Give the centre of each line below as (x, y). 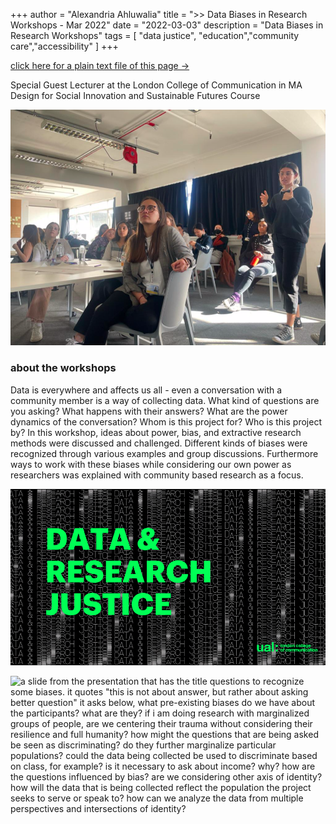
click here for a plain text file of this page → (100, 65)
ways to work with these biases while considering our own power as (151, 464)
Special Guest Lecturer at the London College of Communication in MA (156, 85)
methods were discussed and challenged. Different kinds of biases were (159, 443)
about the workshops (63, 368)
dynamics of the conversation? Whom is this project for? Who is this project (166, 421)
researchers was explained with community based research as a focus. (157, 475)
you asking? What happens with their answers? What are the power (149, 411)
